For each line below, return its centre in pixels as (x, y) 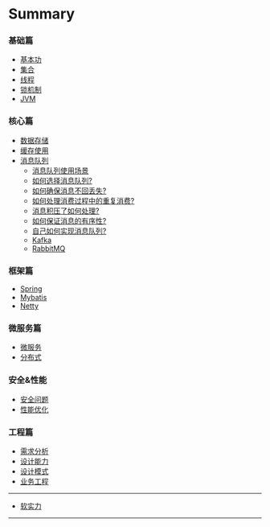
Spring (31, 289)
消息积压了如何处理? (65, 211)
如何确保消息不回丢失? (69, 191)
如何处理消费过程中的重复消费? (83, 200)
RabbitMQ (49, 248)
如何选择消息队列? (62, 180)
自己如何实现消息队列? (69, 231)
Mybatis (33, 298)
